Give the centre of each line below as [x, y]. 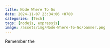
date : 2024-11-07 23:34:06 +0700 [39, 14]
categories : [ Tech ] [25, 18]
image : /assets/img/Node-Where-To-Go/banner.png [55, 28]
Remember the [20, 41]
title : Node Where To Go [30, 9]
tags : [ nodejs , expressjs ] [32, 23]
